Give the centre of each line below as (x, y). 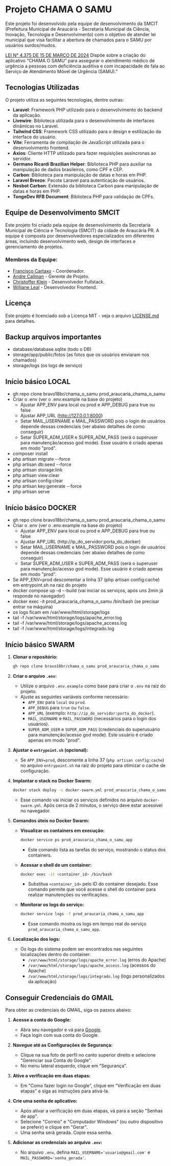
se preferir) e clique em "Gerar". (54, 1127)
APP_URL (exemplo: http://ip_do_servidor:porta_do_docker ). (91, 713)
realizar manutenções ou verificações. (68, 895)
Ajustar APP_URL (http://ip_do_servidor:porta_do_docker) (80, 542)
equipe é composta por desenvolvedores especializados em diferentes (80, 235)
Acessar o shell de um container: (56, 865)
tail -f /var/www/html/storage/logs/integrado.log (64, 629)
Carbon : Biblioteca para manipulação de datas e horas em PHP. (80, 175)
